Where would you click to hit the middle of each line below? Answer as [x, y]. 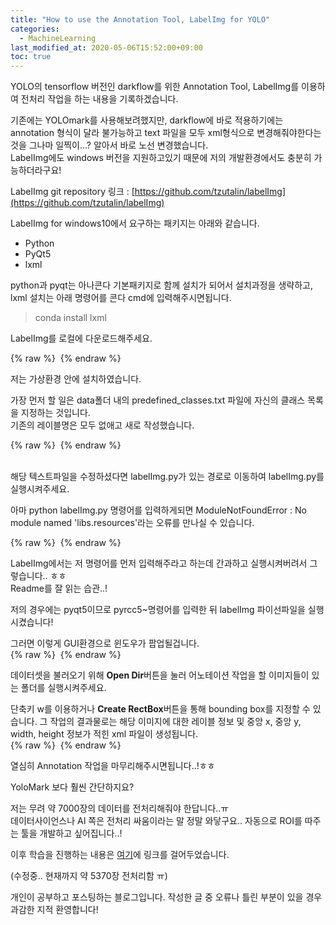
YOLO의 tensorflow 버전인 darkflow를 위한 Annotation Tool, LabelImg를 [155, 87]
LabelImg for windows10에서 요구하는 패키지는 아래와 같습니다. [135, 223]
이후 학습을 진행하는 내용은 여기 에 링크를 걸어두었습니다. [120, 855]
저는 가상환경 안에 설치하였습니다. [76, 379]
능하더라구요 [35, 170]
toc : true [31, 57]
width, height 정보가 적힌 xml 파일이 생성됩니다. [104, 734]
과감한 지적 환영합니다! [54, 910]
